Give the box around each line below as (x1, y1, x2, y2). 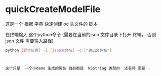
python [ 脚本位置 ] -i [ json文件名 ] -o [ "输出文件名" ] (5, 48, 112, 53)
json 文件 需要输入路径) (5, 38, 54, 44)
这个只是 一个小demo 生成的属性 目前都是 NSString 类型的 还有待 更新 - (5, 65, 150, 71)
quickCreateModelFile (5, 4, 101, 15)
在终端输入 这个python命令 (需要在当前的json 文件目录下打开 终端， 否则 (5, 31, 156, 37)
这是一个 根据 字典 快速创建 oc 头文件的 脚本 (5, 21, 98, 27)
